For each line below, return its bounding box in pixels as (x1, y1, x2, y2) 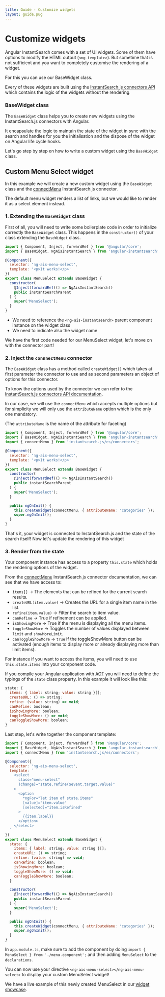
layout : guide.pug (5, 12, 43, 17)
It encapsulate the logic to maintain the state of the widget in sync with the (5, 128, 156, 134)
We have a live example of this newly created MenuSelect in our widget (5, 981, 150, 987)
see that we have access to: (5, 579, 62, 585)
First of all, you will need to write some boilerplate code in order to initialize (5, 224, 157, 230)
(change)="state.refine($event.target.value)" (18, 782, 115, 787)
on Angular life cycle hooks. (5, 138, 61, 144)
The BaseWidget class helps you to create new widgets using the (5, 113, 135, 119)
